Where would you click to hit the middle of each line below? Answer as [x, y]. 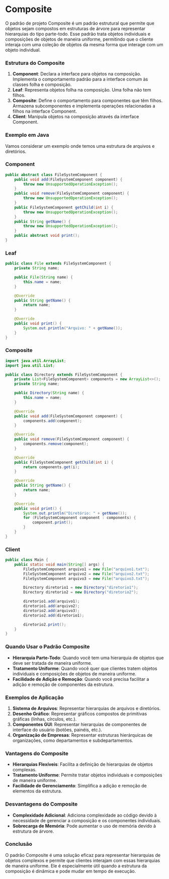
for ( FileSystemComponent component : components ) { [80, 518]
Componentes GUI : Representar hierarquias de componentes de [79, 724]
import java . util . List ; [30, 366]
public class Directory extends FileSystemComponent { [64, 375]
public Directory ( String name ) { [49, 393]
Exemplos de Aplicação [34, 697]
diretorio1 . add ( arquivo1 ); [52, 601]
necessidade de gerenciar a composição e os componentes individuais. [87, 820]
